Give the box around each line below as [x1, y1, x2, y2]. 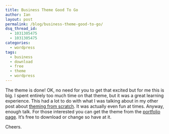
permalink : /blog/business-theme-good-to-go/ [5, 21, 103, 27]
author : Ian [5, 12, 30, 17]
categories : [5, 40, 30, 46]
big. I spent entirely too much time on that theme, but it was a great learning [5, 92, 164, 99]
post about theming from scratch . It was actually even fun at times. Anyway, [5, 103, 164, 109]
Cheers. [5, 123, 22, 129]
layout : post [5, 17, 33, 22]
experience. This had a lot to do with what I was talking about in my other [5, 98, 158, 104]
